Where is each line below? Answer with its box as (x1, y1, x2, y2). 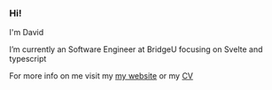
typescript (9, 54, 47, 64)
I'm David (9, 27, 44, 38)
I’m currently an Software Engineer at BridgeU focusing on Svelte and (9, 44, 263, 55)
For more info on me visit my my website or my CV (9, 71, 193, 81)
